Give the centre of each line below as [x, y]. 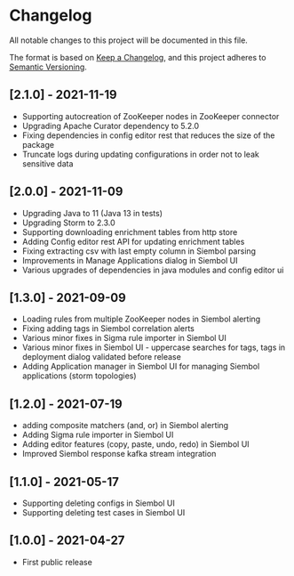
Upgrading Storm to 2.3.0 [68, 223]
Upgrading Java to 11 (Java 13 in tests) [92, 213]
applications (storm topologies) [79, 376]
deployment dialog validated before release [102, 357]
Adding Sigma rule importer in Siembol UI [98, 435]
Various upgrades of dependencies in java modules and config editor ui [153, 270]
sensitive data [48, 163]
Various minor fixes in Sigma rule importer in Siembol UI [124, 338]
